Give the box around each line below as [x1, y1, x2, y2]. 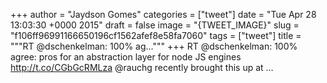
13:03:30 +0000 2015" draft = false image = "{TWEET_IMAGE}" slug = [10, 19, 300, 31]
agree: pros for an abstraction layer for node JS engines [10, 51, 242, 63]
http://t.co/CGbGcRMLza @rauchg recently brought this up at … [10, 62, 274, 73]
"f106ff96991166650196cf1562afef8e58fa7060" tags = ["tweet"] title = [10, 30, 302, 41]
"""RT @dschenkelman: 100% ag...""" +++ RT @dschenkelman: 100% [10, 40, 298, 52]
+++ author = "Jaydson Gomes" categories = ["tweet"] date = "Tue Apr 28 [10, 9, 317, 20]
